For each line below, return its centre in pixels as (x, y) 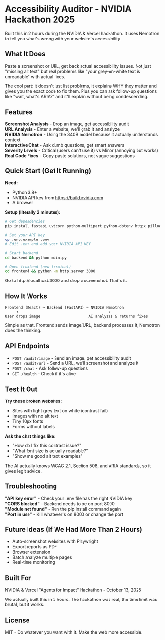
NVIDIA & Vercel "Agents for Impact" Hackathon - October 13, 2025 (73, 590)
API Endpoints (27, 346)
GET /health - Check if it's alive (44, 373)
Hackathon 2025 (40, 20)
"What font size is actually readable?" (50, 451)
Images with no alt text (35, 416)
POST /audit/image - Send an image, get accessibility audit (71, 358)
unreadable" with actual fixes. (35, 76)
